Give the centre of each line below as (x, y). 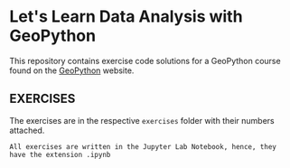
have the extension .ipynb (60, 154)
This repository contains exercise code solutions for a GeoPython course (145, 61)
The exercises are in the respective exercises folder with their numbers (142, 120)
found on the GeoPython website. (72, 70)
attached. (27, 130)
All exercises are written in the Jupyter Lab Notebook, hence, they (143, 146)
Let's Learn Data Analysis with (126, 17)
